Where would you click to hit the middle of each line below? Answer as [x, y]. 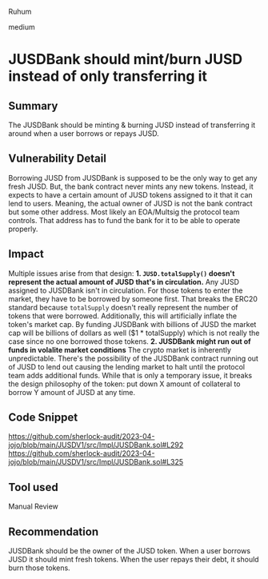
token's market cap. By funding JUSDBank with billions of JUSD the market [132, 324]
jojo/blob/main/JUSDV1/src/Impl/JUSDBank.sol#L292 [96, 445]
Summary [33, 106]
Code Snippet [43, 418]
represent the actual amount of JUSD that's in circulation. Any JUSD [124, 282]
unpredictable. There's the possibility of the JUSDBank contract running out [133, 358]
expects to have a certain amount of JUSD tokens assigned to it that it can [131, 194]
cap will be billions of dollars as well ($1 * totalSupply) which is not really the [134, 333]
